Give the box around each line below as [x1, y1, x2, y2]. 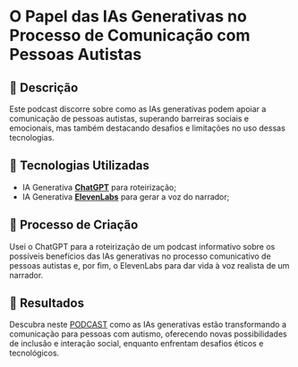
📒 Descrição [9, 80, 79, 95]
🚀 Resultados [9, 295, 85, 311]
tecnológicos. [9, 347, 60, 359]
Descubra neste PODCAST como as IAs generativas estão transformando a [9, 320, 286, 330]
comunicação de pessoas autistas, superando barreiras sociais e [9, 114, 249, 124]
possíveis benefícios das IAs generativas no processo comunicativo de [9, 251, 271, 261]
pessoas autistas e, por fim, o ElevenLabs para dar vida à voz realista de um [9, 260, 290, 270]
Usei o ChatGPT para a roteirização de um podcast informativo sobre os [9, 241, 276, 252]
